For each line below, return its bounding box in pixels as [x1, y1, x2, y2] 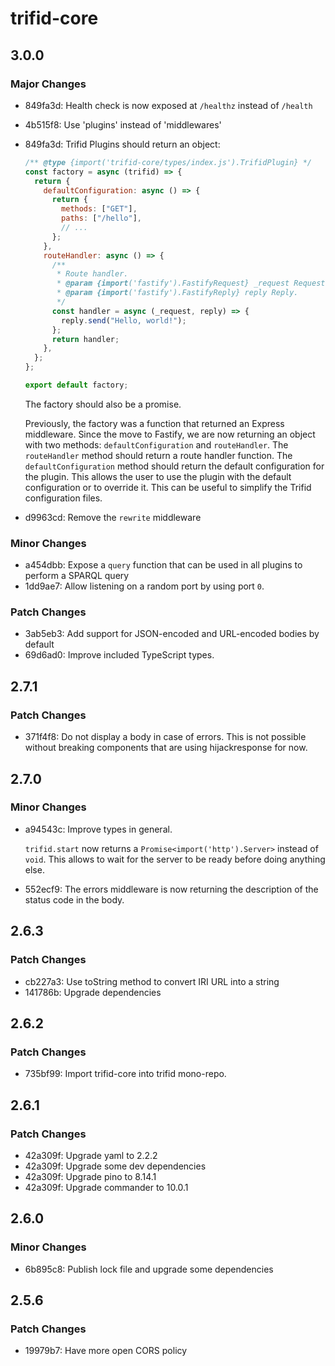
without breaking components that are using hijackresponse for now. [24, 742, 308, 754]
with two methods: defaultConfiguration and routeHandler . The [24, 438, 289, 451]
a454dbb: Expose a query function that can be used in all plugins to [24, 559, 303, 571]
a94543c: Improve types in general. [24, 823, 173, 835]
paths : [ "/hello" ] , [61, 213, 142, 224]
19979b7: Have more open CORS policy [24, 1345, 188, 1357]
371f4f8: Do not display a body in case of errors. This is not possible [24, 731, 307, 743]
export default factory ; [24, 380, 129, 390]
